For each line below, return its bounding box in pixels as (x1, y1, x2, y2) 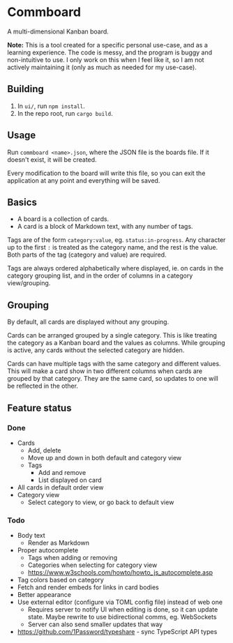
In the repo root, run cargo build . (17, 109, 113, 117)
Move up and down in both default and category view (27, 453, 182, 462)
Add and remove (38, 468, 87, 476)
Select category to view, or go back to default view (27, 498, 174, 506)
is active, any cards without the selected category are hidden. (7, 346, 185, 354)
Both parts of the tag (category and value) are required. (7, 250, 167, 259)
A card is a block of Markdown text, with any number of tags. (17, 222, 193, 231)
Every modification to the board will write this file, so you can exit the (7, 169, 206, 177)
